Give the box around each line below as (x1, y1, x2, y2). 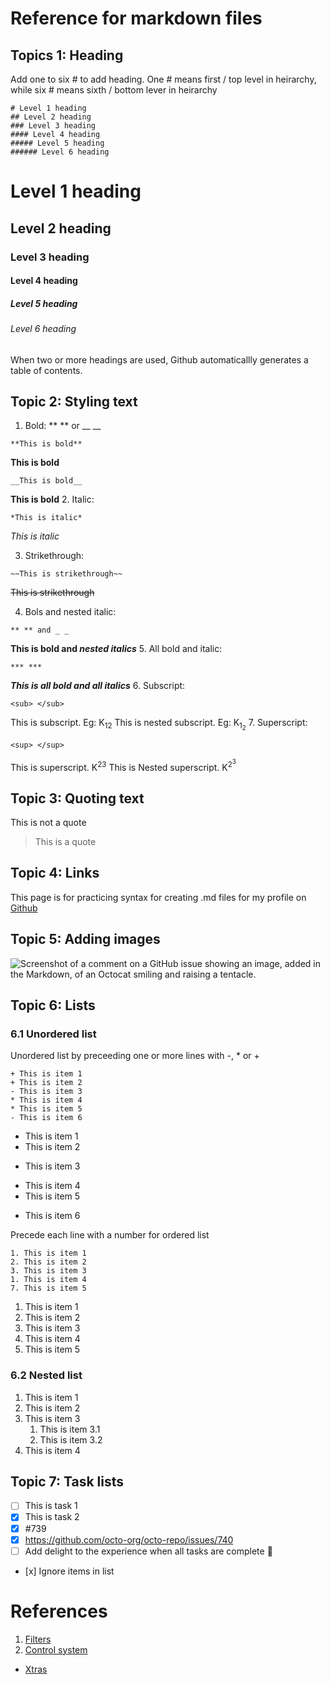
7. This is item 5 (10, 1283, 87, 1294)
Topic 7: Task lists (10, 1473, 125, 1490)
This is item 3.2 (39, 1433, 103, 1446)
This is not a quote (10, 816, 87, 828)
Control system (24, 1643, 88, 1656)
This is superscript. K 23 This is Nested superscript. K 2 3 (10, 757, 237, 773)
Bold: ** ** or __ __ (24, 420, 102, 432)
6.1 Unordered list (10, 1027, 97, 1041)
